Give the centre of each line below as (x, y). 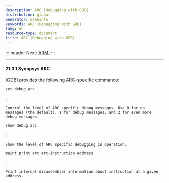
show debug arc (21, 126)
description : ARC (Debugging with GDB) (47, 10)
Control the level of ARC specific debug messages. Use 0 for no (75, 108)
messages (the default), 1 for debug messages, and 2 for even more (78, 112)
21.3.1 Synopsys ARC (28, 69)
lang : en (14, 29)
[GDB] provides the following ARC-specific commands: (62, 80)
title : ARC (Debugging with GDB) (40, 38)
